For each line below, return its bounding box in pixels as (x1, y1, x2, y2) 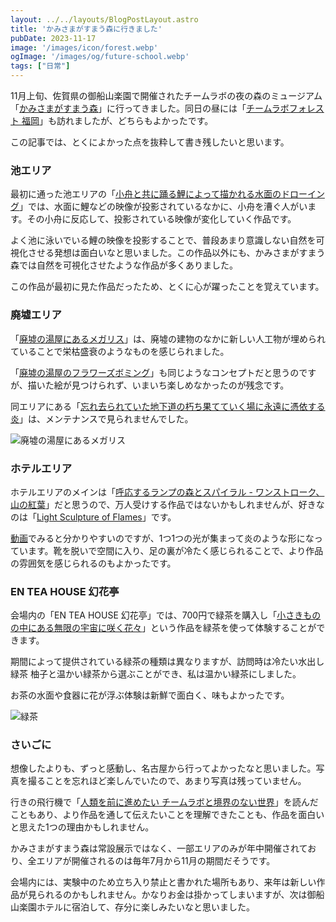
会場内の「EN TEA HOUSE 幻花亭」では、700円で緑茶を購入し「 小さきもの (10, 609, 322, 621)
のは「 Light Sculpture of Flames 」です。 (10, 511, 177, 523)
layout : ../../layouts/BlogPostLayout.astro (10, 14, 199, 25)
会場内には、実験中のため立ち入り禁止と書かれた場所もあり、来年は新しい (10, 876, 317, 888)
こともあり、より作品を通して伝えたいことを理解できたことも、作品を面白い (10, 809, 325, 821)
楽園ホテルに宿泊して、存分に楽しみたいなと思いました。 (18, 901, 255, 913)
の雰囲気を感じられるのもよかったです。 (10, 557, 177, 569)
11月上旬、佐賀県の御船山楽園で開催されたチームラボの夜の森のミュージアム (10, 90, 323, 101)
